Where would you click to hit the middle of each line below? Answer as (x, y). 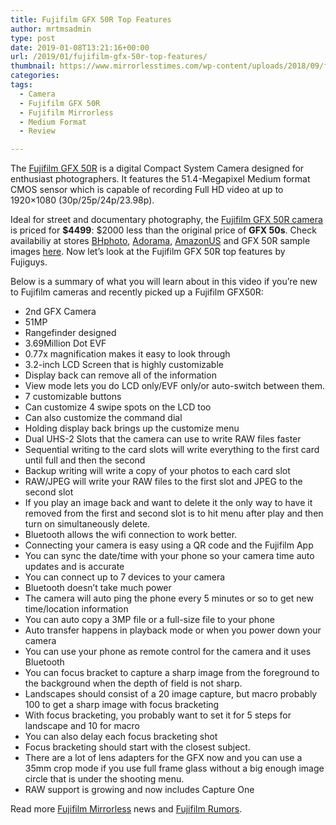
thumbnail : (33, 66)
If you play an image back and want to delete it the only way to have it (168, 503)
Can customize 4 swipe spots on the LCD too (118, 407)
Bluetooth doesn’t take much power (98, 588)
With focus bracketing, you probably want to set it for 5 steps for (158, 715)
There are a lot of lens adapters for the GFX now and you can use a (163, 758)
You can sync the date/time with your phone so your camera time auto (169, 556)
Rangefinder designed (70, 333)
